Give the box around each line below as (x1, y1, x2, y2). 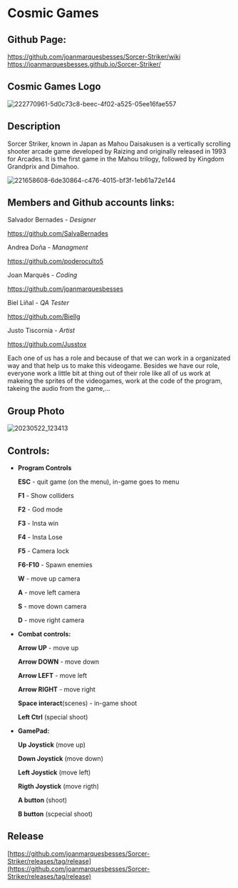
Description (7, 120, 61, 133)
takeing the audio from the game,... (7, 384, 110, 393)
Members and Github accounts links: (7, 196, 175, 209)
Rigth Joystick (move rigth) (17, 782, 100, 791)
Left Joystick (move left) (17, 768, 91, 777)
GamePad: (17, 727, 50, 735)
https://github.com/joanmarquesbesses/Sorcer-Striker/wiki (7, 52, 181, 61)
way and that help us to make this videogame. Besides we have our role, (7, 361, 219, 370)
